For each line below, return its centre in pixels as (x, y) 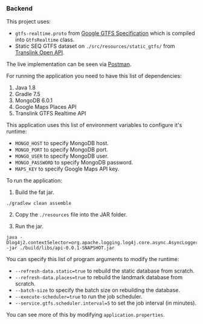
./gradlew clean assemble (39, 204)
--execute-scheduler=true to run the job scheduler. (79, 297)
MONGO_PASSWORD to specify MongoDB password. (74, 163)
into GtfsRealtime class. (45, 40)
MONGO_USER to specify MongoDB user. (62, 156)
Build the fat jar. (34, 192)
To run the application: (34, 181)
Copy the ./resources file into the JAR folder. (71, 215)
